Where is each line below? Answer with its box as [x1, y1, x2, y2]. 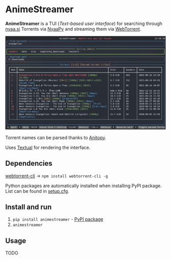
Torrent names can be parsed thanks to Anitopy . [5, 134, 107, 141]
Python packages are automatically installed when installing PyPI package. [5, 183, 162, 189]
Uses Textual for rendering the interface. [5, 144, 91, 150]
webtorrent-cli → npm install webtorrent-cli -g [5, 172, 108, 179]
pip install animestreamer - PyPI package [12, 216, 103, 222]
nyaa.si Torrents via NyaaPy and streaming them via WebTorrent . [5, 25, 141, 32]
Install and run [5, 202, 52, 211]
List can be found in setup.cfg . [5, 188, 70, 194]
